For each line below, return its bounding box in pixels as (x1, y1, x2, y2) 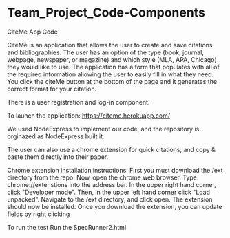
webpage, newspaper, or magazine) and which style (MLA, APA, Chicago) (7, 55, 217, 63)
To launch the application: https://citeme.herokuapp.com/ (7, 111, 171, 120)
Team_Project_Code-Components (7, 5, 205, 21)
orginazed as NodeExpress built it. (7, 132, 105, 140)
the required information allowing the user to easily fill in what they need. (7, 70, 214, 78)
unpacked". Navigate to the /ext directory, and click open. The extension (7, 195, 213, 204)
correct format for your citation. (7, 85, 97, 93)
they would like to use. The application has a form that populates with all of (7, 63, 220, 71)
